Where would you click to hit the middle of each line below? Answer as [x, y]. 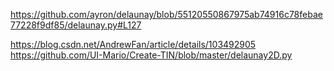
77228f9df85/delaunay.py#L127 [76, 25]
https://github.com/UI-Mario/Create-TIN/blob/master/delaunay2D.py [151, 55]
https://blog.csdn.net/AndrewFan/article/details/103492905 [133, 44]
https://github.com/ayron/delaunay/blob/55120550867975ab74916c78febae [166, 14]
